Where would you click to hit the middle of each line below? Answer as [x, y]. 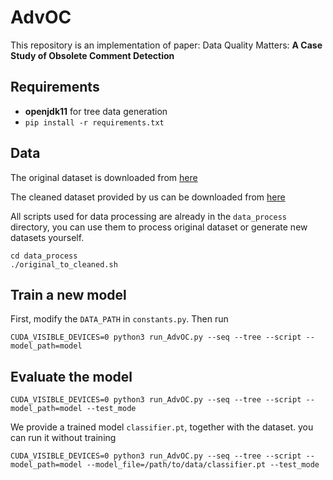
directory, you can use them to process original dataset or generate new [159, 227]
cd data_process [44, 256]
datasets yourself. [47, 237]
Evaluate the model [71, 376]
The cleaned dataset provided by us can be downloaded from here [148, 197]
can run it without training [63, 438]
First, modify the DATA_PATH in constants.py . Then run [119, 319]
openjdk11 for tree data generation [96, 111]
